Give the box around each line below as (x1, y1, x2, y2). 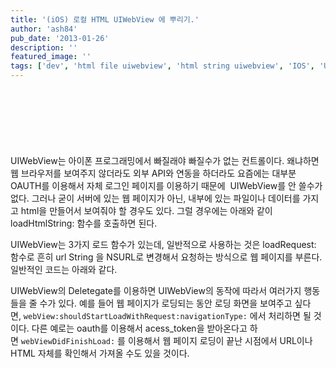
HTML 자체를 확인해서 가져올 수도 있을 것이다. (10, 347, 190, 359)
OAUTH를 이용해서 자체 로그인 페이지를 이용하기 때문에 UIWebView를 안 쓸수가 (10, 180, 323, 191)
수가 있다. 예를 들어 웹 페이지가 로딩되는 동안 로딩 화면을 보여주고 (39, 297, 293, 309)
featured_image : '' (10, 52, 92, 62)
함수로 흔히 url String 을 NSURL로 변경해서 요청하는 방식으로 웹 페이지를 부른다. (10, 251, 323, 263)
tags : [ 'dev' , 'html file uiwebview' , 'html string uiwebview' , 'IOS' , (10, 61, 315, 71)
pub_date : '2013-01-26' (10, 33, 110, 43)
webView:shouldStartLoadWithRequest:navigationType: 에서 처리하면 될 (23, 310, 312, 321)
